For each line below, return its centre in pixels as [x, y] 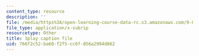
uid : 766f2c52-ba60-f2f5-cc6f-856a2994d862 [61, 44]
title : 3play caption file [39, 38]
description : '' [26, 17]
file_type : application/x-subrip [47, 28]
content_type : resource [36, 11]
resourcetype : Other [32, 33]
